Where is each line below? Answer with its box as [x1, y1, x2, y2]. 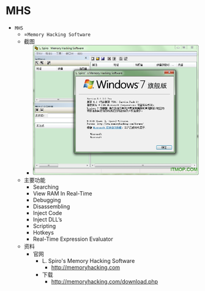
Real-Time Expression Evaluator [32, 235, 114, 243]
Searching [32, 183, 59, 191]
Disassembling [32, 203, 70, 210]
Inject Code [32, 209, 62, 216]
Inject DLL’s [32, 216, 62, 223]
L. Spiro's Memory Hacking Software [42, 257, 135, 264]
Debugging [32, 196, 61, 203]
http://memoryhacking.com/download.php [51, 278, 158, 285]
